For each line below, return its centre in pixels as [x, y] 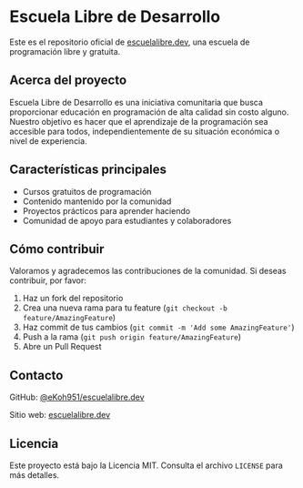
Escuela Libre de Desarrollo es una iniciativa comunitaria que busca [136, 102]
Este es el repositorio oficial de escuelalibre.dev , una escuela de [130, 42]
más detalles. [35, 475]
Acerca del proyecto [68, 81]
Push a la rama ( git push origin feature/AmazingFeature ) [132, 337]
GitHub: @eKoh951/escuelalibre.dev [77, 397]
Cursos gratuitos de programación [87, 191]
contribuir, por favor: [48, 280]
